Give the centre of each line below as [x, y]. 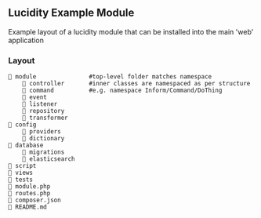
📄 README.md [27, 207]
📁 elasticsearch [49, 159]
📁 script [22, 166]
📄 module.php [29, 187]
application [26, 40]
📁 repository [43, 111]
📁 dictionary [43, 139]
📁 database [26, 145]
